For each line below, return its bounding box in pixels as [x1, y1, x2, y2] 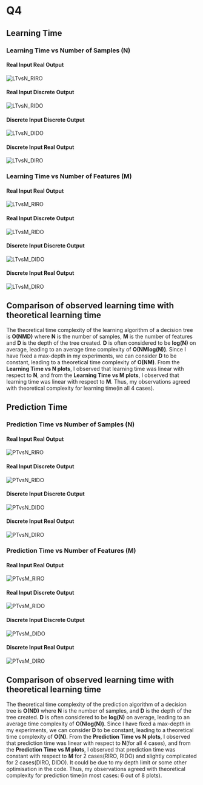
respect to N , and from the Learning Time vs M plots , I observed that [6, 372, 180, 379]
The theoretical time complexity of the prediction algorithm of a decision [6, 700, 187, 708]
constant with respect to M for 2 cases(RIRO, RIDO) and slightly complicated [6, 752, 197, 759]
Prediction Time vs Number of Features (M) [6, 546, 136, 555]
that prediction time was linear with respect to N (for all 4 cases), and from [6, 739, 191, 747]
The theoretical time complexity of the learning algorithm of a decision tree [6, 326, 193, 333]
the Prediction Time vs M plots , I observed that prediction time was [6, 745, 176, 753]
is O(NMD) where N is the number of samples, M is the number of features [6, 333, 193, 340]
